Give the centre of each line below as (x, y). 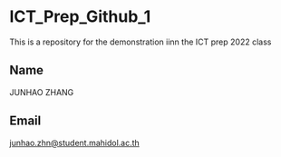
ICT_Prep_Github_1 (80, 17)
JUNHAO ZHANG (42, 92)
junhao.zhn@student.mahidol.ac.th (75, 142)
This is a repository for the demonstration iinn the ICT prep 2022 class (140, 42)
